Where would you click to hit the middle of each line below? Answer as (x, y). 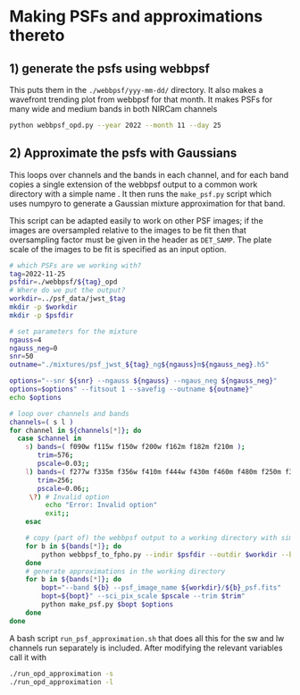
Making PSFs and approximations (136, 17)
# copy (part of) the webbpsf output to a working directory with (151, 538)
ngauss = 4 (25, 340)
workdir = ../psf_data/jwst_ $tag (67, 299)
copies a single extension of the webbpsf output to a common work (133, 184)
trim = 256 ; (55, 480)
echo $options (36, 397)
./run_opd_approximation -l (62, 682)
